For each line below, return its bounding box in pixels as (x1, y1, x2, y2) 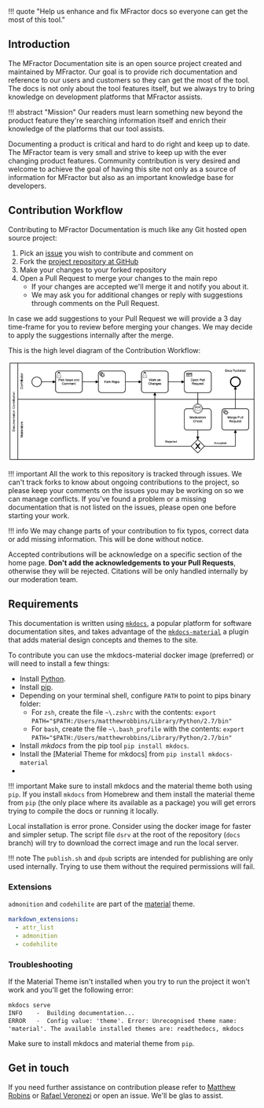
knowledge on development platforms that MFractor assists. (8, 92, 203, 101)
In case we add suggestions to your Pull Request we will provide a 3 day (8, 314, 242, 323)
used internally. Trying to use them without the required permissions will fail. (8, 861, 255, 871)
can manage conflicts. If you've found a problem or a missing (8, 494, 207, 503)
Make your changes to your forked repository (19, 265, 167, 274)
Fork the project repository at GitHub (19, 256, 139, 266)
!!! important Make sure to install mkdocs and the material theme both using (8, 781, 253, 790)
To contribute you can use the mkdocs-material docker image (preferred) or (8, 650, 254, 660)
